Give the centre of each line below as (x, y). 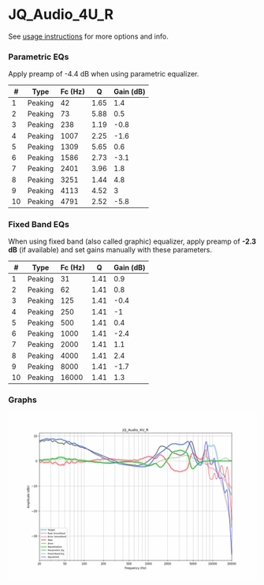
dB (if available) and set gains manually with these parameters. (110, 250)
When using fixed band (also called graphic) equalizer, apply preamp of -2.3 (132, 241)
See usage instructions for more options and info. (89, 36)
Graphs (22, 400)
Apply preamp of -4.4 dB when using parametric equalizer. (104, 74)
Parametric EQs (39, 57)
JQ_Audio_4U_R (61, 15)
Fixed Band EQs (39, 224)
